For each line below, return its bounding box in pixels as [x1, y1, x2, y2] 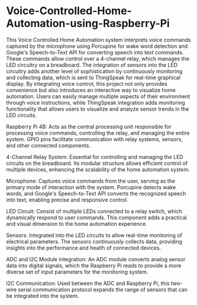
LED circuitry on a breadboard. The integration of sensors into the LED [6, 61, 178, 69]
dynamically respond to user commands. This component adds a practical [6, 214, 188, 221]
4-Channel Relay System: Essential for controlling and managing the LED [6, 153, 183, 160]
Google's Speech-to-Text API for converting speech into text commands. [6, 48, 184, 56]
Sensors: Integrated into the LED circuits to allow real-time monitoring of [6, 232, 182, 239]
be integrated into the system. [6, 292, 79, 299]
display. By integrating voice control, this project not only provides [6, 80, 167, 87]
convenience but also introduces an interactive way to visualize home [6, 86, 176, 93]
